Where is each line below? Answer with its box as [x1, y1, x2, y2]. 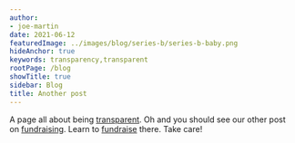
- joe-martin [9, 22, 59, 31]
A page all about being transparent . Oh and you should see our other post [9, 114, 287, 125]
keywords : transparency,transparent [9, 55, 148, 64]
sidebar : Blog [9, 81, 64, 90]
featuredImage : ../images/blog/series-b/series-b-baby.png [9, 38, 239, 48]
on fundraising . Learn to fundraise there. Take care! [9, 123, 203, 134]
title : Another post [9, 89, 88, 98]
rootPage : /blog [9, 64, 71, 73]
